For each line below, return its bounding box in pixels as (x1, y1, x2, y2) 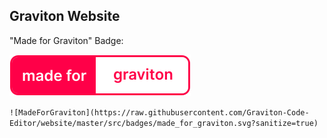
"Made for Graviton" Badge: (9, 34, 124, 46)
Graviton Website (9, 8, 121, 25)
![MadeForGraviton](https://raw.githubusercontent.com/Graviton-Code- (9, 107, 310, 118)
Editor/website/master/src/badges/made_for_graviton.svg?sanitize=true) (9, 118, 319, 128)
